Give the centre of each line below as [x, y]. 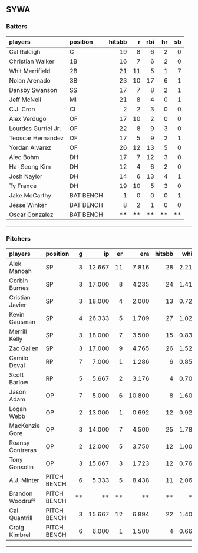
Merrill [18, 331]
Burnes [19, 288]
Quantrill [21, 518]
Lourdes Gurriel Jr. [35, 128]
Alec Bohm [24, 157]
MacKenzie [24, 426]
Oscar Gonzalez [31, 215]
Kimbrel [20, 535]
